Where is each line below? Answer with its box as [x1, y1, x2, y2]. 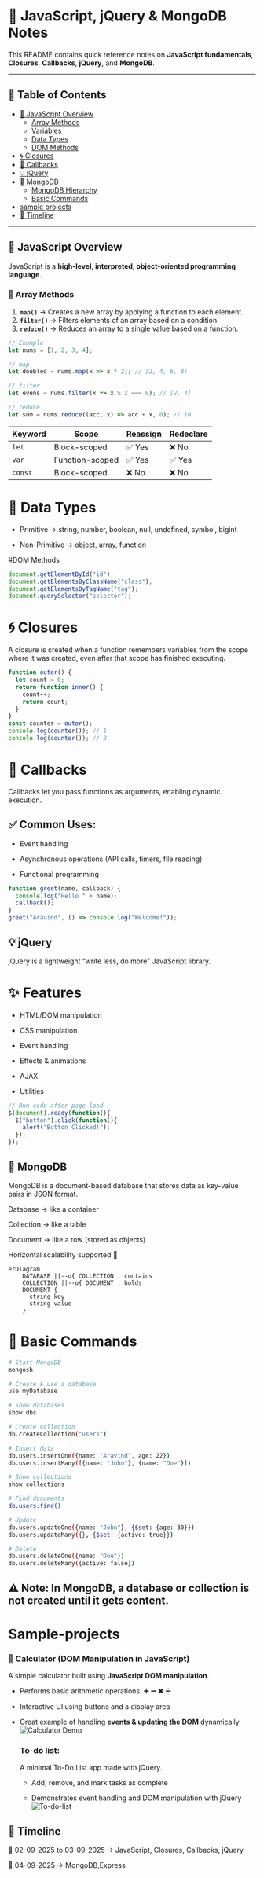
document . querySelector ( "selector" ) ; [8, 592, 132, 600]
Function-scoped [53, 454, 119, 465]
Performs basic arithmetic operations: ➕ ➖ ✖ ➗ [19, 1686, 171, 1696]
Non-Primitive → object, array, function [19, 540, 147, 549]
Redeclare [169, 428, 208, 439]
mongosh [8, 1366, 34, 1374]
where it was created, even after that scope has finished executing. [8, 654, 226, 663]
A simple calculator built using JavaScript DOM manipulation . [8, 1671, 210, 1681]
